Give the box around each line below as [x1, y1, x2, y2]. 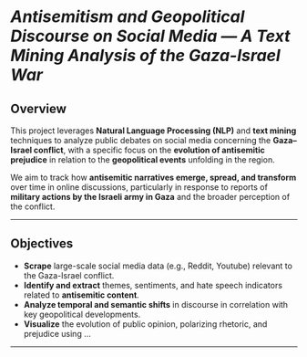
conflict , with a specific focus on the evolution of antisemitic [33, 144, 265, 155]
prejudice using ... [23, 328, 92, 339]
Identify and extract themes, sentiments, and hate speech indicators [23, 279, 283, 290]
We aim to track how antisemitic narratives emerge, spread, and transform [10, 172, 297, 183]
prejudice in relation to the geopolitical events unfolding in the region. [10, 154, 276, 165]
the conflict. [10, 201, 56, 212]
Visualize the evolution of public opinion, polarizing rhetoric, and [23, 318, 268, 330]
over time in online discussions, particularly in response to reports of [10, 182, 268, 193]
